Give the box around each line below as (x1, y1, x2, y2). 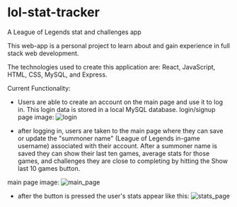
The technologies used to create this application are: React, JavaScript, (7, 62, 216, 71)
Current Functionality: (7, 84, 71, 92)
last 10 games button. (17, 164, 81, 172)
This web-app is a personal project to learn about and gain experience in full (7, 41, 230, 50)
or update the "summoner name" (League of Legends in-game (17, 134, 200, 142)
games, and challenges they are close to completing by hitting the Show (17, 157, 229, 165)
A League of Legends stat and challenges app (7, 28, 141, 36)
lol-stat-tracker (7, 4, 100, 21)
